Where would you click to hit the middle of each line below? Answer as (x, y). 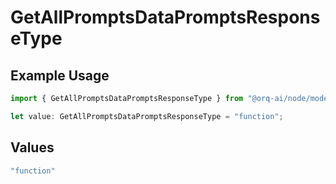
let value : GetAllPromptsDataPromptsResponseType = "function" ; (147, 116)
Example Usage (60, 75)
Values (32, 147)
